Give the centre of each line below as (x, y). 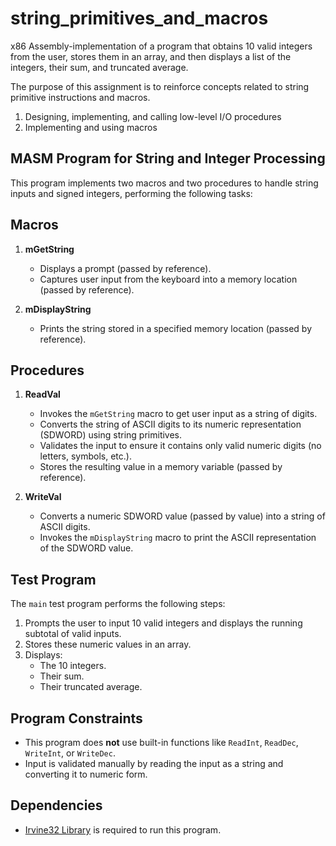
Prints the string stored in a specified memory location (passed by (176, 328)
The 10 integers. (73, 666)
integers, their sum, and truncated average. (99, 67)
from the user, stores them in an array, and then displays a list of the (151, 56)
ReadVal (42, 394)
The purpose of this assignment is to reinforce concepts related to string (160, 86)
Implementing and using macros (91, 127)
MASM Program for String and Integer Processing (168, 158)
